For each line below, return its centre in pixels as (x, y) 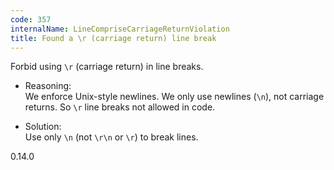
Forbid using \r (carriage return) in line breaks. (107, 67)
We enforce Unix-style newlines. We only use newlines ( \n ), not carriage (174, 97)
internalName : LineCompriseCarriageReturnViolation (120, 29)
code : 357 (31, 19)
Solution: (43, 127)
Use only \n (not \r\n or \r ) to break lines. (111, 137)
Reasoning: (48, 86)
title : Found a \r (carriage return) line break (113, 38)
